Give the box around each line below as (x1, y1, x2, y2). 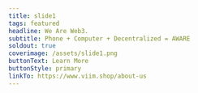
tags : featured (8, 19, 60, 27)
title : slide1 (8, 11, 57, 20)
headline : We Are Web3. (8, 27, 89, 35)
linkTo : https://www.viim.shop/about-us (8, 72, 148, 80)
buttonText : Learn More (8, 57, 89, 66)
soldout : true (8, 42, 57, 50)
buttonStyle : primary (8, 65, 82, 73)
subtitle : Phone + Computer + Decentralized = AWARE (8, 34, 191, 43)
